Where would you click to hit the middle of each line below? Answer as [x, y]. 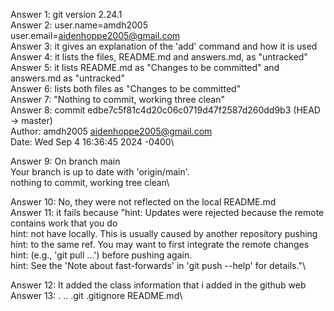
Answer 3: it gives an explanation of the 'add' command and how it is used [164, 46]
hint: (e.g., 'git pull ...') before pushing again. [101, 255]
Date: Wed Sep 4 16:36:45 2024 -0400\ [92, 142]
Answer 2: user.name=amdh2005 [79, 25]
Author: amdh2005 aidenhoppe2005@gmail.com [111, 131]
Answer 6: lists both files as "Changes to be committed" [126, 88]
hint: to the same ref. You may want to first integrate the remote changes [160, 244]
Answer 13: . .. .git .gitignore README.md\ [96, 295]
